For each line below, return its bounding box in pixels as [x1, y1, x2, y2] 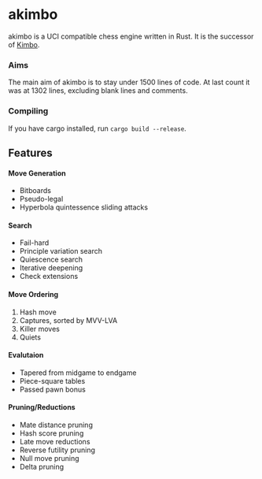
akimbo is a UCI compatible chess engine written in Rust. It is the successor [8, 32, 254, 41]
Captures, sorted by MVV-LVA [19, 315, 118, 325]
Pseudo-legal [19, 195, 64, 204]
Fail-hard [19, 238, 50, 247]
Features [8, 146, 53, 159]
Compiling [8, 106, 49, 117]
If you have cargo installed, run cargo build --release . [8, 124, 186, 133]
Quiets [19, 332, 42, 342]
